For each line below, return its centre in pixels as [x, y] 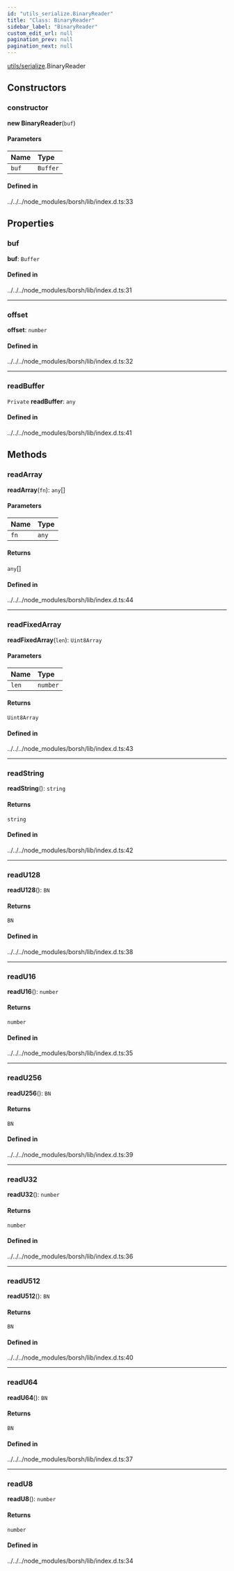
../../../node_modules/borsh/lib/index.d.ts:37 [70, 1459]
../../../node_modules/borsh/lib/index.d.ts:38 [70, 952]
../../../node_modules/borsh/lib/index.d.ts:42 [70, 850]
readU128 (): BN [29, 890]
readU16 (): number [33, 991]
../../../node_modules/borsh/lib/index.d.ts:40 [70, 1357]
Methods [27, 455]
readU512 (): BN [29, 1296]
